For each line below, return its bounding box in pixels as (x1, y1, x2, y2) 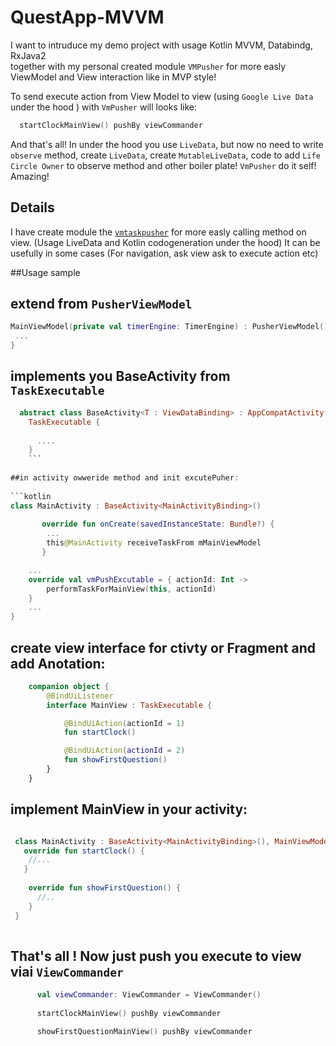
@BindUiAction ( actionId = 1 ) (63, 718, 186, 728)
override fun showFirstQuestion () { (28, 883, 182, 893)
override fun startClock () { (23, 846, 145, 856)
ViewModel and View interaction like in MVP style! (10, 71, 217, 83)
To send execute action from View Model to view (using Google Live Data (10, 90, 314, 102)
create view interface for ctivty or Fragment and (10, 639, 317, 656)
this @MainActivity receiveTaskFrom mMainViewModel (46, 538, 262, 548)
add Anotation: (10, 655, 106, 672)
